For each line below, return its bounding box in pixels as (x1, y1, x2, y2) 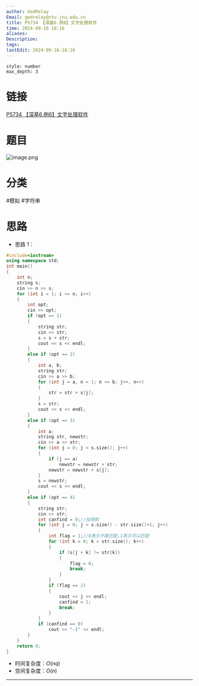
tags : (6, 42, 20, 48)
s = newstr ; (37, 478, 68, 484)
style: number (6, 63, 41, 69)
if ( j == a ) (48, 456, 78, 462)
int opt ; (27, 302, 49, 308)
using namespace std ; (6, 258, 60, 264)
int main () (6, 263, 33, 269)
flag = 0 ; (69, 561, 94, 566)
